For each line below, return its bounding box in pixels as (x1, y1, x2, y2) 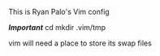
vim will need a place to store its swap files (8, 38, 152, 48)
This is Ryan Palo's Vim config (8, 7, 110, 16)
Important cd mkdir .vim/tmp (8, 23, 106, 32)
